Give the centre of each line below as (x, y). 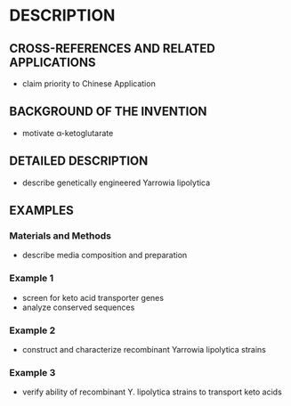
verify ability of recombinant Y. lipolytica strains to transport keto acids (152, 392)
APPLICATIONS (53, 62)
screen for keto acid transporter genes (93, 297)
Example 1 (32, 279)
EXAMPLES (41, 211)
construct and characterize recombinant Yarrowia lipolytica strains (144, 349)
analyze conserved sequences (78, 307)
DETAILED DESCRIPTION (79, 161)
